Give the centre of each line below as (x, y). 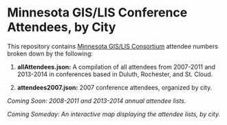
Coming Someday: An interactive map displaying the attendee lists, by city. (114, 114)
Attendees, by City (62, 27)
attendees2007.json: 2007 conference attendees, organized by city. (115, 87)
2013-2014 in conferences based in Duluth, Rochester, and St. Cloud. (115, 74)
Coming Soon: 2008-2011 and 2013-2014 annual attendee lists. (97, 100)
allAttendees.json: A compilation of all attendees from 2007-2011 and (116, 67)
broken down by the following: (50, 54)
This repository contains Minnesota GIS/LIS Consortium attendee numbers (113, 46)
